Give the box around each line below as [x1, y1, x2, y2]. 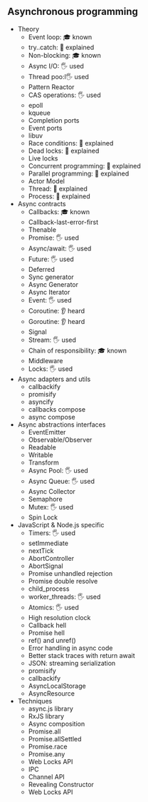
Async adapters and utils [17, 375, 91, 383]
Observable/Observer [28, 435, 92, 444]
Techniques [17, 696, 53, 705]
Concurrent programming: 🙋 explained [28, 161, 141, 170]
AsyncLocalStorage [28, 681, 87, 690]
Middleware [28, 356, 63, 365]
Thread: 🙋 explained [28, 184, 88, 193]
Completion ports [28, 116, 80, 124]
